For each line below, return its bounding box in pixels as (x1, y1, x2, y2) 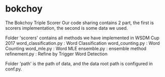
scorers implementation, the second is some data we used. (5, 25, 128, 31)
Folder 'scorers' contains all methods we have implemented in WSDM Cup (5, 35, 160, 41)
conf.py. (5, 66, 22, 72)
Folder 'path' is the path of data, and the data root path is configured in (5, 60, 153, 66)
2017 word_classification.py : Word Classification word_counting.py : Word (5, 40, 160, 46)
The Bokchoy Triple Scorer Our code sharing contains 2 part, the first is (5, 20, 154, 26)
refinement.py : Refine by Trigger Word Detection (5, 51, 107, 57)
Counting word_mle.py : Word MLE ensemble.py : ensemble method (5, 45, 146, 51)
